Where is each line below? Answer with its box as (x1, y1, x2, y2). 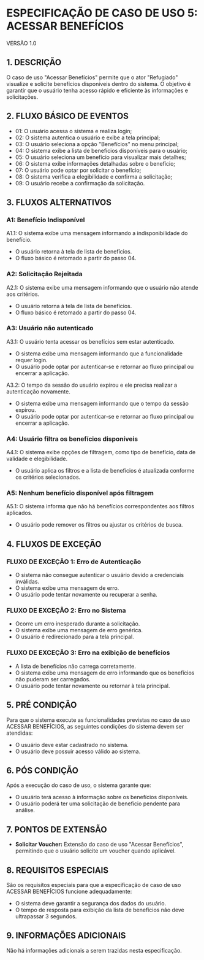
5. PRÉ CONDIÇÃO (6, 700, 77, 710)
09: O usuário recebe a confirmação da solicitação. (15, 179, 145, 187)
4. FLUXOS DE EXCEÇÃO (6, 539, 102, 549)
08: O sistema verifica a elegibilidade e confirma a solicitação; (15, 172, 173, 180)
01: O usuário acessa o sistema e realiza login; (15, 127, 132, 134)
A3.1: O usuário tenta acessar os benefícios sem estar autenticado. (6, 338, 175, 345)
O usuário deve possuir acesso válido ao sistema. (15, 748, 141, 755)
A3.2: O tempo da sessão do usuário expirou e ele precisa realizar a (6, 381, 178, 389)
